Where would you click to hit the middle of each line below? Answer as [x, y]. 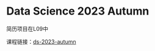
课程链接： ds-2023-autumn [41, 41]
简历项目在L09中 [27, 29]
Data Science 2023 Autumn [78, 11]
